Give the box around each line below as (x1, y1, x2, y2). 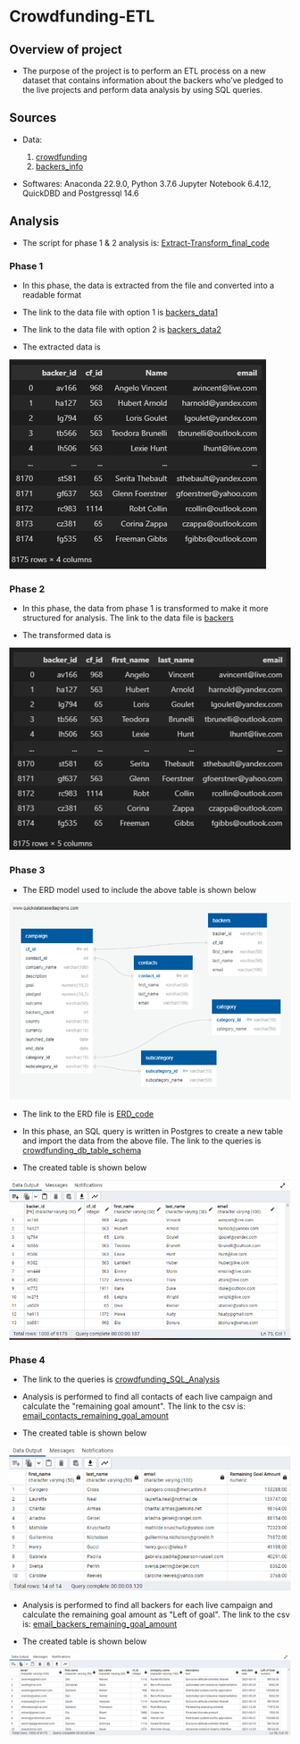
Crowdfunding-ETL (9, 6, 155, 27)
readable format (21, 289, 82, 300)
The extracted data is (21, 341, 101, 352)
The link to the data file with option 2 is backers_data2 (21, 324, 221, 334)
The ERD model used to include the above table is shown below (21, 884, 257, 895)
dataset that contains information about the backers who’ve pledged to (21, 75, 284, 86)
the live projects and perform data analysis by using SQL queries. (21, 85, 263, 95)
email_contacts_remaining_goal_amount (21, 1411, 170, 1421)
